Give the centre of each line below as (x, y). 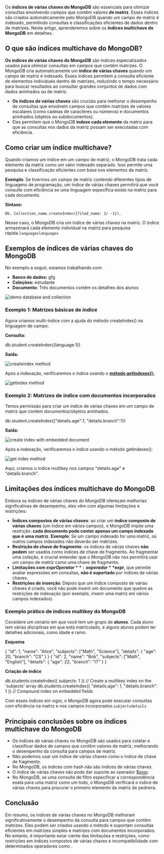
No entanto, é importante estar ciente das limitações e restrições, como (77, 835)
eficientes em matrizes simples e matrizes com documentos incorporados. (80, 830)
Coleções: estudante (34, 282)
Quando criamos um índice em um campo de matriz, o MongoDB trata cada (81, 159)
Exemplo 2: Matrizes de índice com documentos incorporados (80, 395)
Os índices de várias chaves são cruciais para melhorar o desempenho (84, 101)
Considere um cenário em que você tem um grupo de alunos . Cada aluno (79, 622)
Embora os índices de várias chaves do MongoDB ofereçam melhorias (76, 500)
